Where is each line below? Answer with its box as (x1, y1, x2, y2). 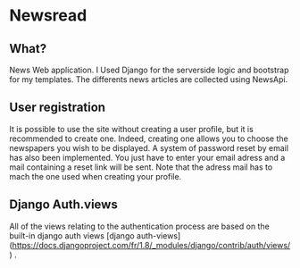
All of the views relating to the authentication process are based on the (9, 221, 270, 231)
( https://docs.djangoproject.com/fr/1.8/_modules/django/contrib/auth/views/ (9, 239, 291, 250)
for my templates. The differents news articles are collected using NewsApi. (9, 74, 288, 85)
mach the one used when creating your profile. (9, 171, 182, 181)
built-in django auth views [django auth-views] (9, 230, 181, 241)
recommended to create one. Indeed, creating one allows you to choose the (9, 133, 288, 144)
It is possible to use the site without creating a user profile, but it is (9, 123, 254, 134)
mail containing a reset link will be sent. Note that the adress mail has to (9, 162, 273, 172)
